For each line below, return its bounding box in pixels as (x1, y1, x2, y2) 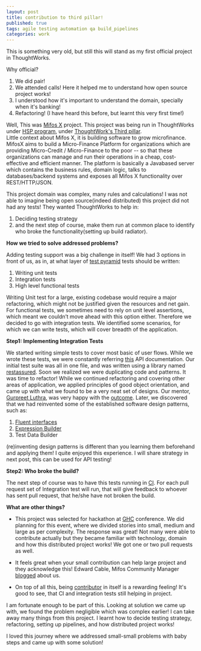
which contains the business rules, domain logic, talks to (6, 166, 146, 174)
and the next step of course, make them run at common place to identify (14, 221, 195, 229)
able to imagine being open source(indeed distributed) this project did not (6, 197, 190, 204)
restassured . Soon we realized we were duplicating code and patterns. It (6, 368, 187, 376)
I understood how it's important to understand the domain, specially (14, 97, 184, 104)
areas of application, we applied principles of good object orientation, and (6, 381, 190, 389)
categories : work (6, 31, 50, 37)
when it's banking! (14, 103, 61, 110)
